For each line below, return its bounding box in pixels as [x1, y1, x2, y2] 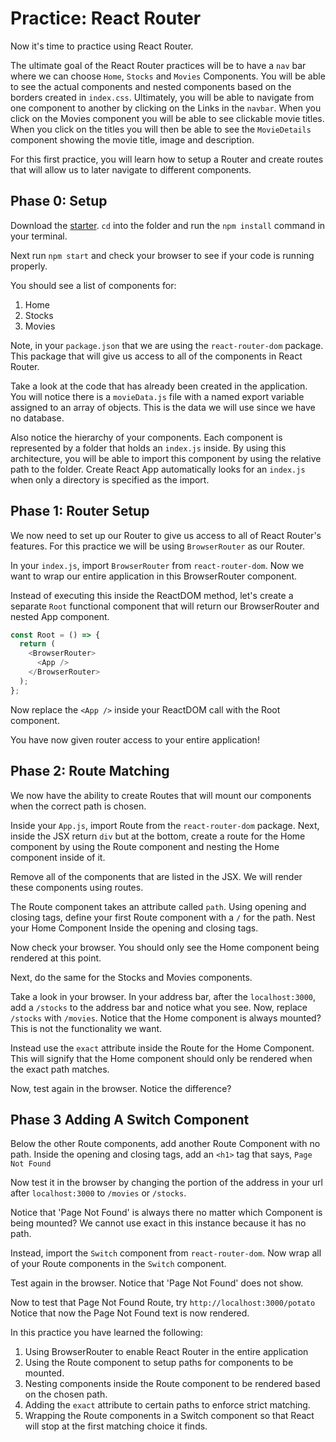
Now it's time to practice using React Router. [10, 40, 194, 52]
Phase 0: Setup [10, 193, 108, 210]
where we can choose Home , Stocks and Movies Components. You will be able [10, 70, 326, 82]
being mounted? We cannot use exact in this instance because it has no [10, 1217, 307, 1229]
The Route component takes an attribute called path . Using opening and [10, 900, 307, 912]
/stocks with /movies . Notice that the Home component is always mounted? [10, 1012, 322, 1024]
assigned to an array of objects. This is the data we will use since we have [10, 401, 316, 413]
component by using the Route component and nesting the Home [10, 840, 280, 852]
